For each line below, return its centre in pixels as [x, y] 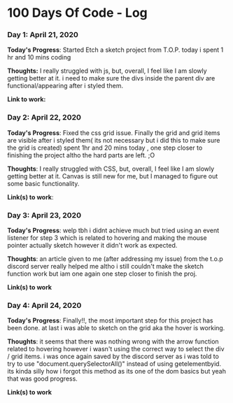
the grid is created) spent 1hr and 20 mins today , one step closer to [105, 148]
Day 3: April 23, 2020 [44, 215]
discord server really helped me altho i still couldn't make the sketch [106, 267]
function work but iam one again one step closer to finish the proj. [102, 274]
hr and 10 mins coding [39, 57]
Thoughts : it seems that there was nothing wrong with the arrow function [113, 341]
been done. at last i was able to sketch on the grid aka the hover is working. [116, 328]
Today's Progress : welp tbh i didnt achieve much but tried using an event [113, 231]
